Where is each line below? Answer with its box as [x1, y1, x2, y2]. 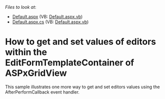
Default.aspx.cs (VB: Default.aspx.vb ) [12, 19, 89, 25]
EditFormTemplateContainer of [5, 57, 134, 68]
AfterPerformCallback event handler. [5, 89, 80, 95]
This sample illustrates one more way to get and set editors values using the [5, 84, 160, 90]
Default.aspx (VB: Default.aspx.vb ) [12, 14, 83, 19]
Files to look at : [5, 4, 37, 10]
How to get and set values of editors [5, 36, 157, 47]
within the [5, 47, 47, 58]
